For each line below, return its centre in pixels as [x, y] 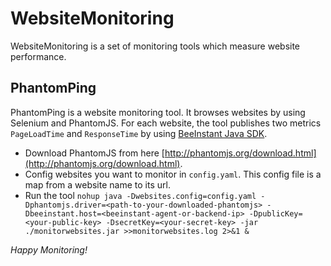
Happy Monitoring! [49, 249]
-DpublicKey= [275, 213]
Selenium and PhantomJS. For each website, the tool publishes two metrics [166, 123]
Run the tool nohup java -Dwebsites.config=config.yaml [140, 195]
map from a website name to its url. [97, 184]
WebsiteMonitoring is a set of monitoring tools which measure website [155, 46]
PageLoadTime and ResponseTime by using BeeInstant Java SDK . [139, 133]
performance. [38, 56]
